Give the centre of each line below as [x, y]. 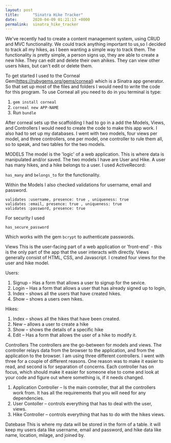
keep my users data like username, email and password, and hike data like [83, 430]
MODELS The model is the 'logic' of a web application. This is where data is [85, 154]
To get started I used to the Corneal [43, 76]
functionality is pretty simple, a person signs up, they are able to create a [82, 55]
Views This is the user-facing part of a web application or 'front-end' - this [84, 247]
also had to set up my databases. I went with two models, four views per [81, 134]
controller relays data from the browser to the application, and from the [80, 351]
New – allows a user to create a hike [51, 324]
